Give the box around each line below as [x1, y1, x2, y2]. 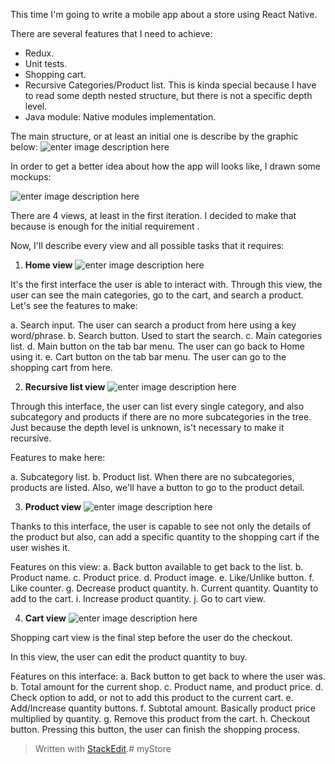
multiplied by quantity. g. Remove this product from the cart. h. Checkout [10, 713, 311, 724]
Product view [24, 501, 82, 513]
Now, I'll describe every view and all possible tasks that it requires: [10, 240, 285, 251]
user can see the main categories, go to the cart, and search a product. [10, 289, 304, 301]
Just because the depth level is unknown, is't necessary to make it [10, 422, 285, 433]
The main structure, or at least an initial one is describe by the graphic [10, 130, 299, 142]
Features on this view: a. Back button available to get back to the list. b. [10, 561, 304, 573]
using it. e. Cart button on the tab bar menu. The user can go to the [10, 351, 287, 363]
